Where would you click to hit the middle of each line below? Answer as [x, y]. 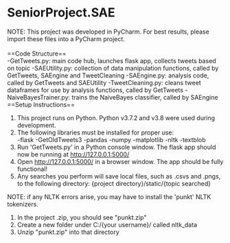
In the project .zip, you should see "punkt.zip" [82, 217]
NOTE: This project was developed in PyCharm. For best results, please [108, 32]
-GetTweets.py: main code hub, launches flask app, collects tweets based [112, 60]
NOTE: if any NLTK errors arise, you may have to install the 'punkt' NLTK [109, 196]
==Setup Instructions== [41, 104]
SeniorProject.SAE [61, 13]
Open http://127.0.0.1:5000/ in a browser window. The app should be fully [120, 161]
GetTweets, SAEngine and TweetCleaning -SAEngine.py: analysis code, [108, 75]
